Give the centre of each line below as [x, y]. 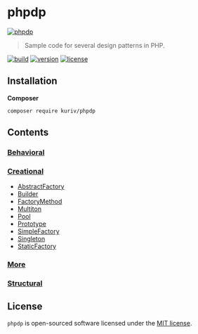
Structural [25, 283]
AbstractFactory [41, 186]
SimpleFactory [38, 231]
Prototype [32, 224]
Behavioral [26, 153]
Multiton [29, 209]
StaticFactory [37, 246]
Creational [26, 171]
